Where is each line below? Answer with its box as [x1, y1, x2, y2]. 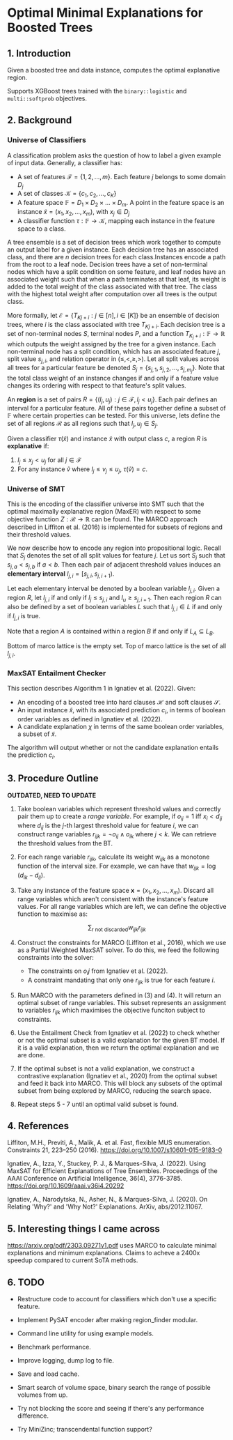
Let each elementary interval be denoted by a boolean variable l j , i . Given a [7, 584, 220, 595]
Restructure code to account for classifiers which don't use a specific [17, 1295, 217, 1303]
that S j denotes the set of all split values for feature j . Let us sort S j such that [7, 551, 226, 561]
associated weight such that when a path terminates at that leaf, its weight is [7, 275, 227, 283]
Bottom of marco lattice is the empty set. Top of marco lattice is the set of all [7, 642, 227, 650]
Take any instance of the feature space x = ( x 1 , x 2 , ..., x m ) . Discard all [17, 886, 214, 896]
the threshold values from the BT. [17, 839, 113, 848]
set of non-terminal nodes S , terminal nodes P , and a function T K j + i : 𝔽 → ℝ [7, 330, 225, 341]
